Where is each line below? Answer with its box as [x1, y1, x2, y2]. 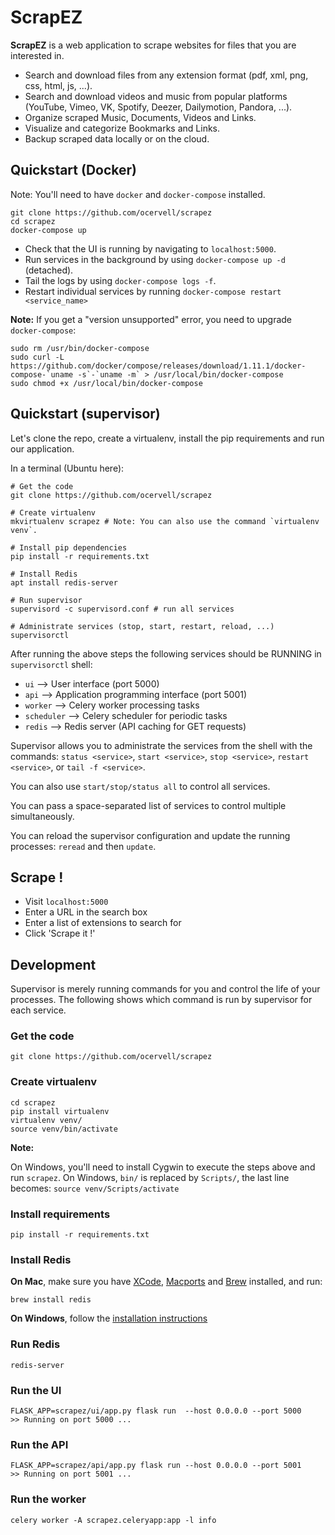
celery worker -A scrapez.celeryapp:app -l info [10, 1515, 217, 1525]
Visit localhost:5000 [24, 896, 109, 908]
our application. [10, 442, 75, 455]
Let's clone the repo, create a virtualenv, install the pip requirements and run [10, 432, 325, 444]
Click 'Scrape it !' [24, 927, 96, 940]
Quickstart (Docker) [10, 162, 137, 179]
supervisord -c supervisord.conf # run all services [10, 604, 235, 614]
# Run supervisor [10, 595, 83, 605]
